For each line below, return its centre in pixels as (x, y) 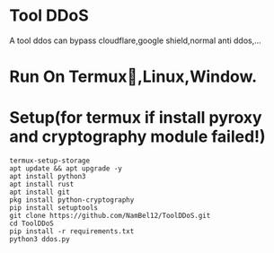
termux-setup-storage (50, 161)
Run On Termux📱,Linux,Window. (133, 77)
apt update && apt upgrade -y (66, 169)
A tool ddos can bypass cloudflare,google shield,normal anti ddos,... (136, 40)
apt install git (40, 192)
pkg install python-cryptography (72, 200)
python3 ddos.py (40, 240)
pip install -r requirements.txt (72, 231)
